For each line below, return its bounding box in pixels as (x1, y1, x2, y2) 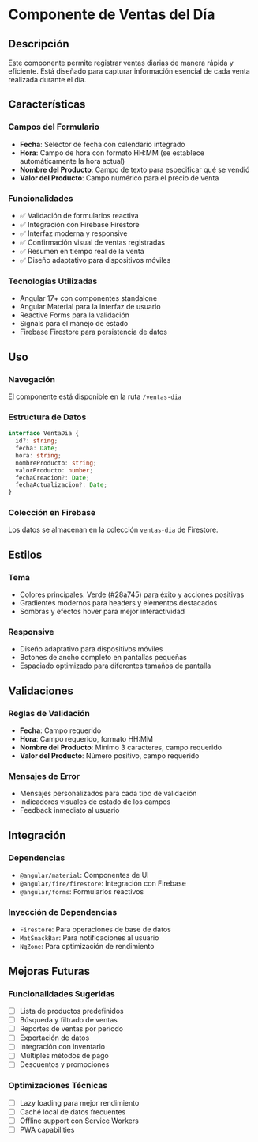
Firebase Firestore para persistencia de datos (19, 327, 168, 337)
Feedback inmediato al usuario (19, 806, 120, 815)
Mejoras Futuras (8, 964, 91, 978)
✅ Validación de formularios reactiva (19, 211, 140, 220)
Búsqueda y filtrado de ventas (19, 1015, 118, 1025)
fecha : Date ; (15, 445, 58, 453)
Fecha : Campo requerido (19, 726, 102, 735)
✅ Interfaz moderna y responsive (19, 228, 128, 238)
